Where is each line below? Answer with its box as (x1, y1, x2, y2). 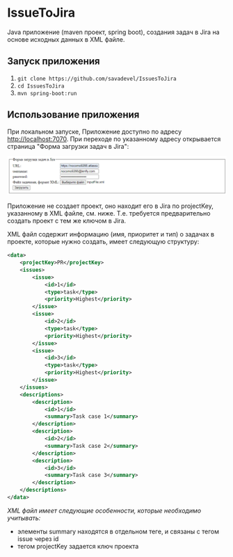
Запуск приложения (7, 56, 100, 67)
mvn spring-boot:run (17, 90, 77, 97)
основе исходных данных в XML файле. (7, 35, 125, 43)
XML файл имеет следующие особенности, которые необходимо (7, 506, 202, 515)
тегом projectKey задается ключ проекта (17, 542, 139, 550)
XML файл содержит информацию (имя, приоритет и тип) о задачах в (7, 230, 214, 239)
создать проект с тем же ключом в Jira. (7, 217, 127, 225)
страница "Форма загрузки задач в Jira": (7, 142, 129, 150)
